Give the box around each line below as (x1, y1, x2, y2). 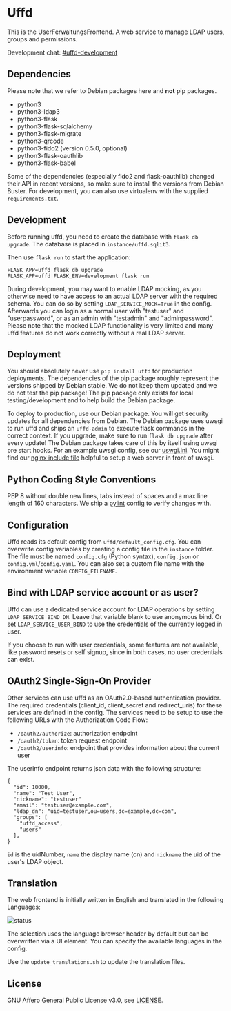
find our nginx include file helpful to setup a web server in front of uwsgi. (7, 453, 214, 462)
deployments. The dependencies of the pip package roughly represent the (7, 374, 219, 382)
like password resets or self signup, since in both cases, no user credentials (7, 647, 223, 656)
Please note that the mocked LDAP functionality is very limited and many (7, 321, 214, 329)
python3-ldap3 (17, 107, 60, 115)
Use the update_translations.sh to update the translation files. (7, 958, 185, 966)
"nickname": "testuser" (13, 796, 81, 803)
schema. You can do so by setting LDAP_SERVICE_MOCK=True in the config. (7, 299, 212, 308)
